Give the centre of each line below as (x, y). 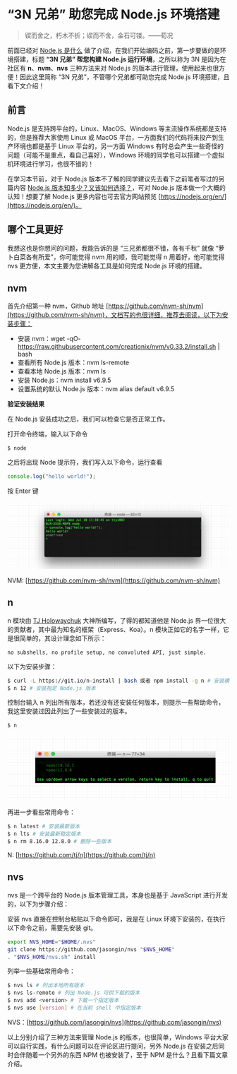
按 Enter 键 (23, 491)
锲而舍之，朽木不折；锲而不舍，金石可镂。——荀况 (99, 35)
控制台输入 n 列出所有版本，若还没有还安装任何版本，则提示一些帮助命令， (116, 703)
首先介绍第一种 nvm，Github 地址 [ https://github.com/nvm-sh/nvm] (105, 306)
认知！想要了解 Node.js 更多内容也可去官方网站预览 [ (84, 196)
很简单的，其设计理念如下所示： (60, 638)
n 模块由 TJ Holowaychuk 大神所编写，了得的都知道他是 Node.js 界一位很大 (117, 620)
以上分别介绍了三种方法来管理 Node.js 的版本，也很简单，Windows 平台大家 (118, 1037)
